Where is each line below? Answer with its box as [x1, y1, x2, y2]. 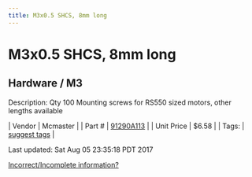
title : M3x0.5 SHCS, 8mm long [8, 11, 108, 20]
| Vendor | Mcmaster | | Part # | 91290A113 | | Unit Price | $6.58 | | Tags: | [8, 121, 245, 131]
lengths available [8, 105, 63, 115]
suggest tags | [8, 129, 55, 138]
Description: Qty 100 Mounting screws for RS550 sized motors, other [8, 98, 232, 107]
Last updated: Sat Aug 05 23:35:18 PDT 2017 [8, 145, 154, 154]
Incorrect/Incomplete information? [8, 160, 120, 169]
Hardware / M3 [8, 76, 83, 90]
